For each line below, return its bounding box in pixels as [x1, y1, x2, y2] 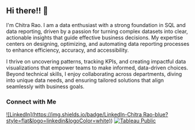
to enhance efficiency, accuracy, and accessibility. [6, 46, 129, 54]
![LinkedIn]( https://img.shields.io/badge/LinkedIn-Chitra [6, 111, 142, 118]
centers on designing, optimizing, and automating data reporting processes [6, 40, 190, 47]
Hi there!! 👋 [6, 6, 48, 16]
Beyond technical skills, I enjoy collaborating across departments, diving [6, 70, 182, 77]
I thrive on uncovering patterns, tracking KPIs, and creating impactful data [6, 58, 186, 65]
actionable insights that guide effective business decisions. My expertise [6, 34, 183, 41]
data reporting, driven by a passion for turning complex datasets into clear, [6, 28, 188, 35]
